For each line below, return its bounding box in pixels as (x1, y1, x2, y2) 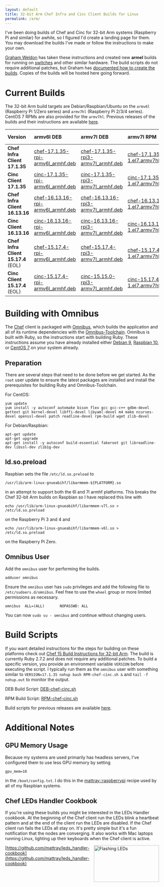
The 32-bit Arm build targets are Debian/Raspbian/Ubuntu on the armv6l (5, 103, 150, 109)
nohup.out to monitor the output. (5, 677, 70, 682)
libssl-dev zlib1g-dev (14, 445, 60, 450)
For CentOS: (5, 392, 30, 398)
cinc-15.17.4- (34, 273, 69, 280)
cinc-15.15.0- (81, 273, 116, 280)
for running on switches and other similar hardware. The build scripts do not (5, 60, 158, 66)
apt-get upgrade (5, 436, 38, 441)
